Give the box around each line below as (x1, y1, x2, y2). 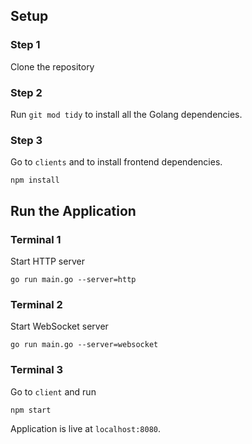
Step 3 (10, 133, 43, 147)
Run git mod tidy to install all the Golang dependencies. (10, 108, 243, 120)
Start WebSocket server (10, 320, 109, 333)
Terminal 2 (10, 297, 63, 311)
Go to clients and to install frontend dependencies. (10, 156, 223, 168)
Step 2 (10, 85, 43, 99)
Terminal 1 (10, 232, 62, 246)
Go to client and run (10, 385, 97, 398)
